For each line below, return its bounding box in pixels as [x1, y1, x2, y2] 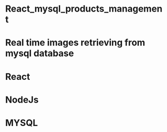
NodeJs [5, 94, 39, 105]
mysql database [5, 48, 74, 59]
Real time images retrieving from [5, 37, 145, 49]
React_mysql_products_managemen [5, 3, 163, 15]
